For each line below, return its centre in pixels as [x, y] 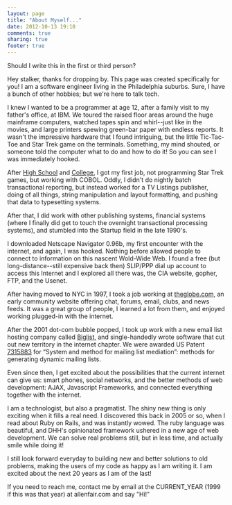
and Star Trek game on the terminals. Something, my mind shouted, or [120, 144]
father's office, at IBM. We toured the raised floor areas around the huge [110, 115]
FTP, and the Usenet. [37, 281]
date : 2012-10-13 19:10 [42, 26]
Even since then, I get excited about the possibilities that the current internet [116, 373]
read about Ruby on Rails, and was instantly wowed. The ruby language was [116, 423]
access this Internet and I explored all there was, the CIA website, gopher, [112, 273]
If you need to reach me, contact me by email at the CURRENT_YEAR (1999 [114, 487]
